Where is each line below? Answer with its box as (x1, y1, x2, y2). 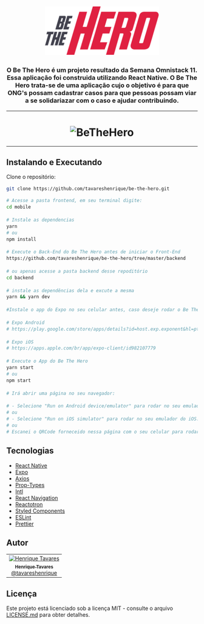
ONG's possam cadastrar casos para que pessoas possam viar (7, 89, 197, 97)
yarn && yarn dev (6, 294, 50, 300)
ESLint (15, 513, 32, 521)
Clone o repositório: (6, 174, 56, 181)
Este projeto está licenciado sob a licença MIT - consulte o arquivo (6, 605, 173, 612)
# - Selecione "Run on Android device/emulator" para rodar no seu (6, 403, 181, 409)
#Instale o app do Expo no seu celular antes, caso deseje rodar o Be (6, 307, 189, 313)
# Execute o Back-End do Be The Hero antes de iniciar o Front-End (6, 249, 181, 255)
